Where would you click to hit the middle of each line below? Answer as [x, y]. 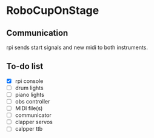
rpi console [29, 81]
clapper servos [34, 122]
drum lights [29, 88]
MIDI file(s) [29, 108]
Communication [37, 33]
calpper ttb [29, 129]
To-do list [25, 66]
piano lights [29, 94]
